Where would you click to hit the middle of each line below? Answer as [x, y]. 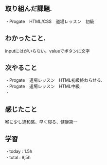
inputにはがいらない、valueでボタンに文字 [47, 51]
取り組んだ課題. [29, 9]
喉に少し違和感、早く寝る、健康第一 [41, 122]
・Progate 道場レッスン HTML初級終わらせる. [54, 80]
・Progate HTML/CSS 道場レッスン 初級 [50, 21]
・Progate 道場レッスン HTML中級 [43, 86]
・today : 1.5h [19, 151]
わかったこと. [26, 38]
